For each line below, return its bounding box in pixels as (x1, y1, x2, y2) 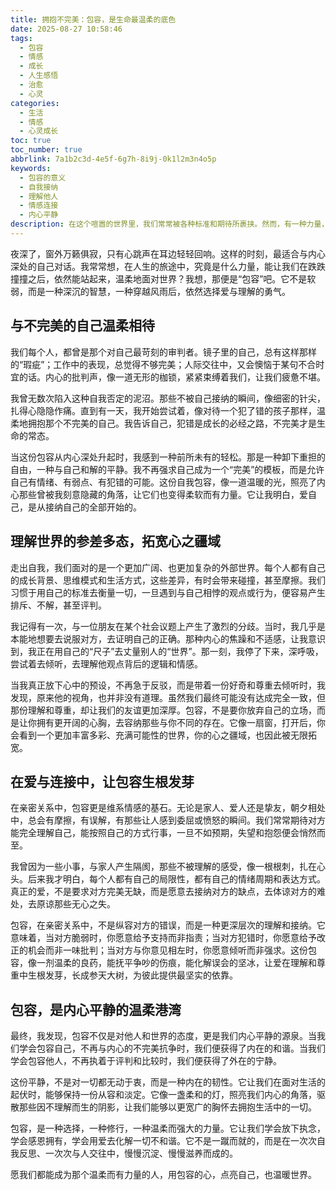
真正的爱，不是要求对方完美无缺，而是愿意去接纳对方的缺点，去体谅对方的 (10, 886, 317, 898)
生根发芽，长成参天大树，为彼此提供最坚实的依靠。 (27, 969, 238, 981)
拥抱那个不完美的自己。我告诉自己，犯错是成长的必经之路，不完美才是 (27, 417, 317, 429)
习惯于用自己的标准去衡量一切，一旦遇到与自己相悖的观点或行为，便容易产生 (10, 586, 326, 598)
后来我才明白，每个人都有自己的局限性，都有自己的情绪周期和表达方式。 (27, 873, 326, 885)
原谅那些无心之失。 (36, 898, 116, 910)
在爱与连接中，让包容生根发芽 (10, 773, 195, 790)
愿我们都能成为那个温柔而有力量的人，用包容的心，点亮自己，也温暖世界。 (10, 1169, 317, 1181)
